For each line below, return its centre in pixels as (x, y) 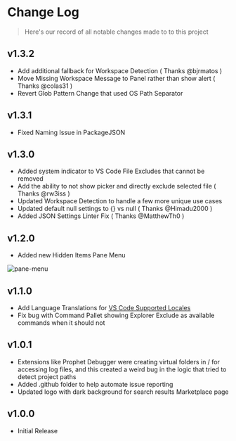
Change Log (43, 12)
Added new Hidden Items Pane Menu (71, 255)
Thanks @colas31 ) (45, 86)
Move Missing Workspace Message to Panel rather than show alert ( (116, 78)
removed (30, 179)
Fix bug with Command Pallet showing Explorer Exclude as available (116, 315)
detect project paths (47, 376)
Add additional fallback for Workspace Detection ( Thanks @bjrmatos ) (120, 70)
